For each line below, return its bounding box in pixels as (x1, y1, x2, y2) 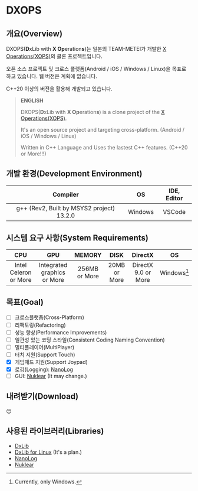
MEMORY (74, 251, 102, 259)
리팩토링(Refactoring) (14, 321, 66, 329)
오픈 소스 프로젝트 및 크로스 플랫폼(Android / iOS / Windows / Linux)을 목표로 (6, 66, 187, 72)
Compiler (52, 190, 79, 199)
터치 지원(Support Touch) (14, 351, 75, 358)
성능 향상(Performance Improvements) (14, 329, 107, 336)
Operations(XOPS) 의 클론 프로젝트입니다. (6, 53, 103, 60)
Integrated (38, 261, 68, 269)
